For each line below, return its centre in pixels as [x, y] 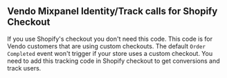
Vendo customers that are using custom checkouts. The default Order [107, 46]
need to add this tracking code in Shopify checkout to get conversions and [113, 61]
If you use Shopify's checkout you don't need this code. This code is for [110, 39]
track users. [24, 68]
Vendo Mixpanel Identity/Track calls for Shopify [112, 11]
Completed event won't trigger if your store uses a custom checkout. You [110, 53]
